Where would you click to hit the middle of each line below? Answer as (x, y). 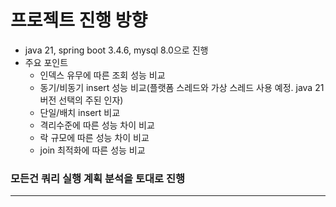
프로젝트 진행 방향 (79, 20)
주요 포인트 (46, 62)
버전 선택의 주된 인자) (81, 100)
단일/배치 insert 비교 (80, 112)
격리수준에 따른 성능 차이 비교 (97, 125)
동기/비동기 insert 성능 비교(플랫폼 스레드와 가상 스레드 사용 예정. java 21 (182, 87)
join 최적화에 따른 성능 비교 (92, 150)
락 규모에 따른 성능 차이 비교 (94, 137)
